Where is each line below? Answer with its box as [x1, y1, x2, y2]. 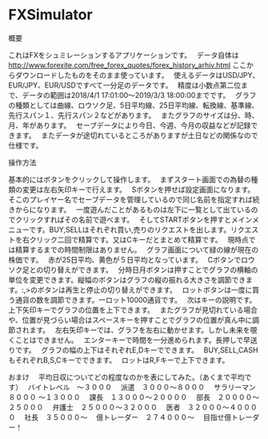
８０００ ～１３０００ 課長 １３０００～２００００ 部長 [8, 392, 210, 402]
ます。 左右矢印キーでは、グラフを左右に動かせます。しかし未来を [29, 325, 250, 335]
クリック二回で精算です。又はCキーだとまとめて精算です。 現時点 [29, 234, 250, 244]
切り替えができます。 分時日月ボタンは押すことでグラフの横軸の [42, 265, 258, 274]
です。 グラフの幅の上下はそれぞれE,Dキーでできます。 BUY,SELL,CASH [14, 345, 258, 355]
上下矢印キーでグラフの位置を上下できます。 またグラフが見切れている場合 [8, 305, 258, 315]
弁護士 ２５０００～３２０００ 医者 [51, 402, 181, 412]
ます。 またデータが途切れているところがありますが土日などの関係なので [14, 130, 258, 140]
